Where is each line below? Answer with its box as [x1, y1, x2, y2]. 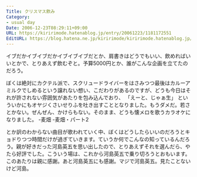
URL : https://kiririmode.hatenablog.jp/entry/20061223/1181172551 [6, 30, 172, 36]
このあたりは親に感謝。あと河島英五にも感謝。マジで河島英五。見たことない [6, 158, 191, 164]
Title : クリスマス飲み [6, 8, 56, 15]
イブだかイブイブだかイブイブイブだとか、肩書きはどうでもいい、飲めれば [6, 53, 186, 59]
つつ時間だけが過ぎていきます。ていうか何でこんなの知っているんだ [21, 136, 185, 143]
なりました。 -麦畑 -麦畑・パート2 [6, 116, 89, 123]
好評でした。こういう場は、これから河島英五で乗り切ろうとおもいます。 [16, 150, 191, 157]
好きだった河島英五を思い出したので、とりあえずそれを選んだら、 [26, 143, 186, 150]
